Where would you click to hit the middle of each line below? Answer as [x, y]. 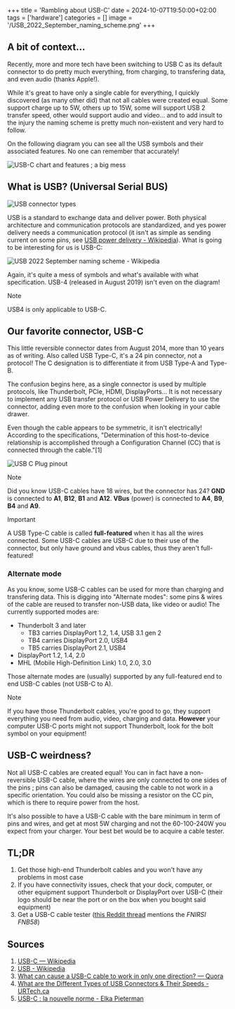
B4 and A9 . [24, 506]
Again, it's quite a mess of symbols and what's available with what [103, 274]
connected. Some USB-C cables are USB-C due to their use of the [103, 541]
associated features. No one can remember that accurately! [93, 151]
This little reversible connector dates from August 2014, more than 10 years [116, 348]
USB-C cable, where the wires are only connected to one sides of [132, 780]
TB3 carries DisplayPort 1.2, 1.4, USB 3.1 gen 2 [95, 633]
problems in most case [51, 878]
